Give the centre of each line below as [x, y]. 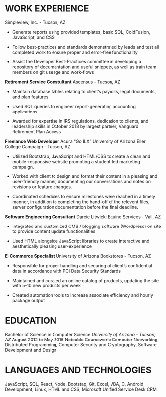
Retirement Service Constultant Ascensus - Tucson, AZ [63, 82]
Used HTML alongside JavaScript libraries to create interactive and [81, 241]
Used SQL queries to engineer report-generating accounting [74, 106]
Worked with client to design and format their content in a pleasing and [85, 176]
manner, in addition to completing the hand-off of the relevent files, [81, 202]
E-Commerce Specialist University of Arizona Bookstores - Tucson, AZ [78, 256]
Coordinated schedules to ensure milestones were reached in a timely [83, 196]
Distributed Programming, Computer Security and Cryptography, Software [81, 344]
